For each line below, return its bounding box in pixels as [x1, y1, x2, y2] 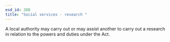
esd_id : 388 [5, 7, 30, 12]
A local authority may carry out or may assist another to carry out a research [5, 25, 165, 31]
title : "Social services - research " [5, 12, 87, 17]
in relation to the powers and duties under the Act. [5, 31, 110, 37]
